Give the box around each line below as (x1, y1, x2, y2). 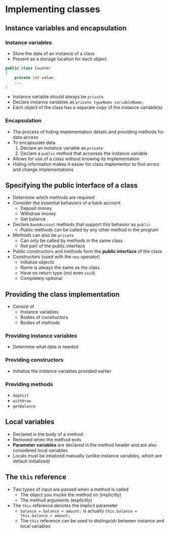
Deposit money (20, 205, 52, 211)
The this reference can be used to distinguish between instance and (20, 517, 164, 523)
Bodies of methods (20, 319, 60, 326)
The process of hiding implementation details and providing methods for (12, 128, 164, 135)
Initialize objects (20, 259, 54, 265)
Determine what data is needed (12, 344, 79, 350)
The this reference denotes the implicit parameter (12, 502, 118, 508)
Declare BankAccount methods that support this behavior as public (12, 222, 151, 228)
